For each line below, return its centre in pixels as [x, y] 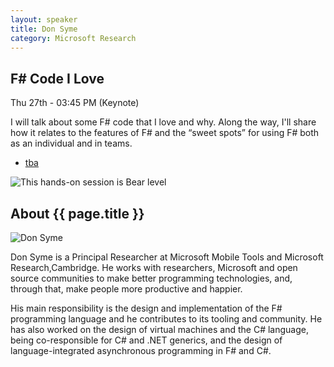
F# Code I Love [57, 78]
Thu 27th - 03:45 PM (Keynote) [75, 103]
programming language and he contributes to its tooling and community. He [166, 319]
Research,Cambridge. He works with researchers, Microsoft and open [154, 267]
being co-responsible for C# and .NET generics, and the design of [146, 340]
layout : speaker [44, 19]
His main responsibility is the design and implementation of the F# [146, 308]
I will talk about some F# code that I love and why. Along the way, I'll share [163, 122]
